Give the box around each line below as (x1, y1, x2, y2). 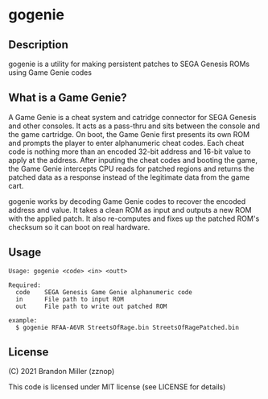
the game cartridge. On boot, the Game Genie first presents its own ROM (8, 129, 250, 139)
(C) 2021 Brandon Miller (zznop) (8, 367, 115, 376)
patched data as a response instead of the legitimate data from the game (8, 172, 250, 182)
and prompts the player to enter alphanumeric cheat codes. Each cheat (8, 138, 245, 148)
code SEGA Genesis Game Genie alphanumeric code (15, 288, 193, 296)
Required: (8, 281, 42, 289)
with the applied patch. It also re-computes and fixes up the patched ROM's (8, 214, 260, 223)
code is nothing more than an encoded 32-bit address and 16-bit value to (8, 147, 251, 156)
